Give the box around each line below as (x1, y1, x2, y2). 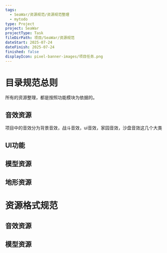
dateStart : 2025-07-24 (5, 40, 52, 45)
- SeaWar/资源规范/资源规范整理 (9, 12, 69, 17)
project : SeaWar (5, 26, 39, 31)
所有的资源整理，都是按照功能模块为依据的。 (5, 95, 97, 101)
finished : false (5, 49, 39, 54)
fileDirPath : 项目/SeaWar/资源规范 (5, 36, 75, 41)
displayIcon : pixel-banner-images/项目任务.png (5, 54, 103, 59)
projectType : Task (5, 31, 43, 36)
